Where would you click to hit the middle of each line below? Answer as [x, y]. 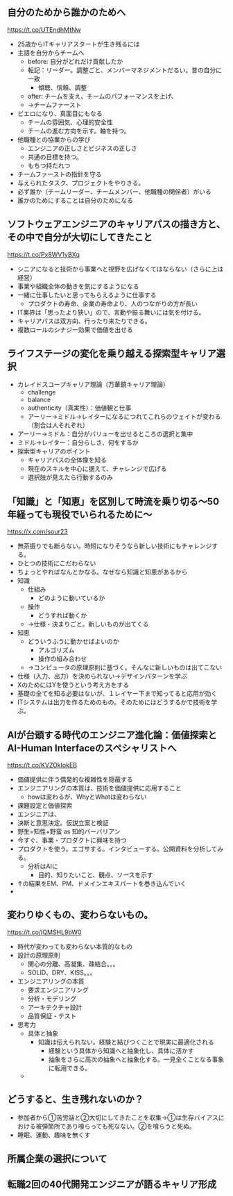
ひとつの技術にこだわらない [57, 563]
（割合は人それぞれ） [58, 425]
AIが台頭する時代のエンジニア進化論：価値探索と [112, 735]
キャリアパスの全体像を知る [67, 460]
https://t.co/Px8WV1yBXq [43, 254]
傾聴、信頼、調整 [62, 87]
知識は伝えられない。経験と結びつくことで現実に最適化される [126, 1042]
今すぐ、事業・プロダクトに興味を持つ [72, 840]
